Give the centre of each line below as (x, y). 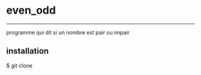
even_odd (31, 10)
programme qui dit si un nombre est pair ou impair (68, 32)
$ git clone (19, 65)
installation (28, 51)
